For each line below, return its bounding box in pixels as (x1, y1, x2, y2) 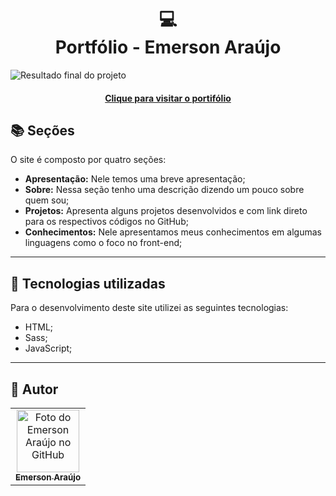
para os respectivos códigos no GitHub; (24, 216, 189, 228)
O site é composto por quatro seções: (10, 154, 167, 166)
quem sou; (24, 194, 70, 206)
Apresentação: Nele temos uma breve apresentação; (24, 173, 246, 185)
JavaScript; (24, 342, 73, 355)
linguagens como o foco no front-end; (24, 237, 183, 249)
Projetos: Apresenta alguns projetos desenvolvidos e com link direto (24, 205, 308, 217)
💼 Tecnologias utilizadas (10, 275, 166, 292)
